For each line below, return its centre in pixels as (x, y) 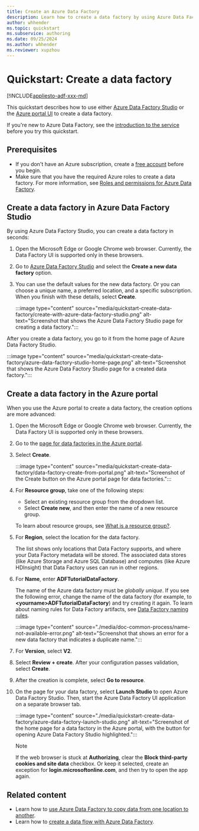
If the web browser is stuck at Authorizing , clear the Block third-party (101, 758)
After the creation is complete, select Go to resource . (80, 680)
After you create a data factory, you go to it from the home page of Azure (96, 339)
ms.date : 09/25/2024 (32, 39)
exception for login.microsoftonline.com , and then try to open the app (102, 770)
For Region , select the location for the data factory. (77, 537)
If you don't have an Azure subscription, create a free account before (99, 164)
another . (25, 815)
